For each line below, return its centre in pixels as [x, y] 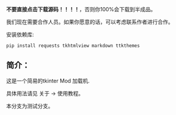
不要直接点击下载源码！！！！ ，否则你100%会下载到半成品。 [81, 9]
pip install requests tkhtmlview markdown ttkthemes [73, 46]
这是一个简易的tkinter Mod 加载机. [48, 81]
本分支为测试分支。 [30, 106]
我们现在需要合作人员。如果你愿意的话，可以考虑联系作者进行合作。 [90, 22]
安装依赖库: [20, 34]
